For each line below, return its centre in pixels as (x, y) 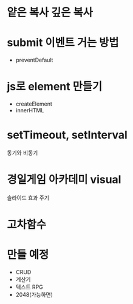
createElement (34, 104)
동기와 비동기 (22, 153)
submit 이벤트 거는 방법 (63, 43)
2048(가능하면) (34, 295)
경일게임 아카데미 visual (64, 180)
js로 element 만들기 (55, 87)
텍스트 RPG (29, 287)
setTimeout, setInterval (67, 135)
